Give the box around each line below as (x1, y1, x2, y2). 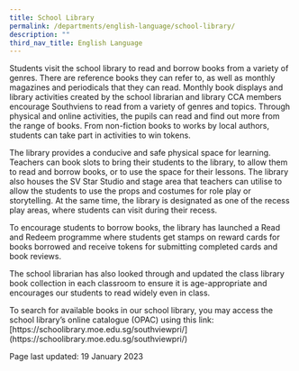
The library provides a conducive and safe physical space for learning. (9, 148, 272, 158)
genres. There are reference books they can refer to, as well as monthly (9, 73, 276, 84)
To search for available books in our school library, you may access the (9, 305, 273, 316)
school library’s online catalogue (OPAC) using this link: (9, 314, 214, 325)
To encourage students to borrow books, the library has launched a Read (9, 222, 281, 233)
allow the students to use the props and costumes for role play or (9, 185, 251, 196)
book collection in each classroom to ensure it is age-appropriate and (9, 278, 267, 289)
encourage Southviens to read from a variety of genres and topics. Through (9, 101, 291, 113)
